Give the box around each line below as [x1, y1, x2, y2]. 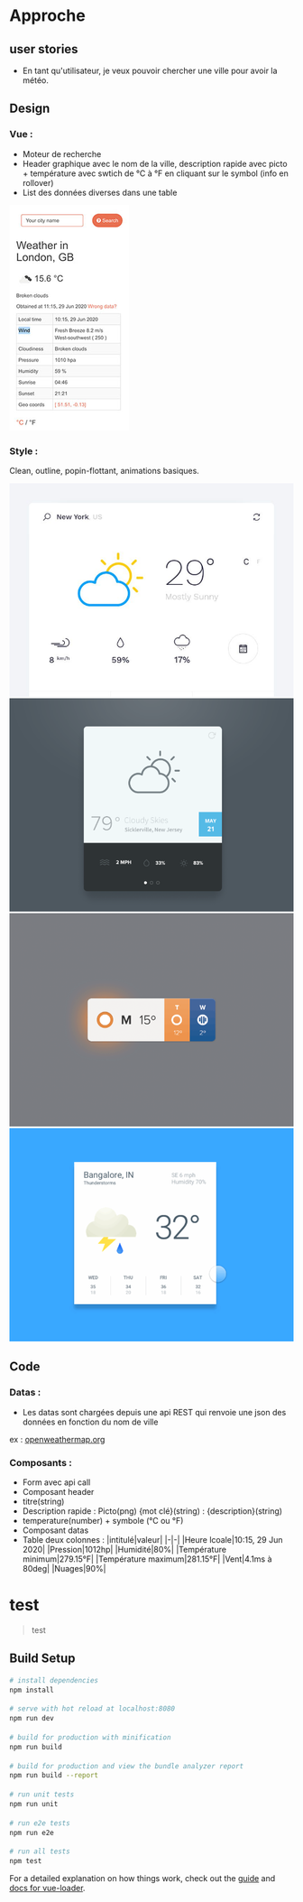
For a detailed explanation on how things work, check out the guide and [9, 1873, 276, 1884]
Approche [9, 5, 86, 26]
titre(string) [22, 1496, 65, 1507]
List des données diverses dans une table [22, 187, 178, 198]
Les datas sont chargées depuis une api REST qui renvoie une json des [22, 1406, 287, 1417]
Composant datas [22, 1525, 89, 1536]
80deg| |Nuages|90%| [22, 1563, 106, 1573]
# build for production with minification [9, 1732, 171, 1742]
